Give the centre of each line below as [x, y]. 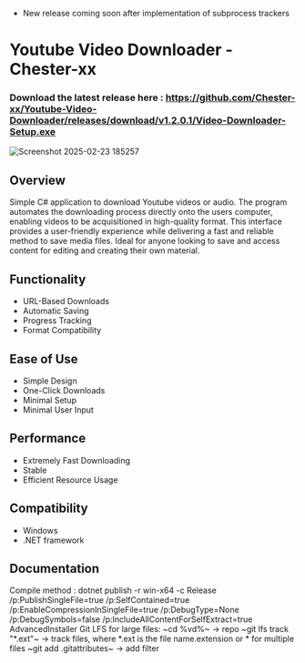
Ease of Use [44, 359]
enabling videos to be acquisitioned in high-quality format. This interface [146, 221]
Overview [38, 180]
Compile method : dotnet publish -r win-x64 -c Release [113, 590]
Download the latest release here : [86, 97]
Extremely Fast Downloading [76, 460]
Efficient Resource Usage [70, 479]
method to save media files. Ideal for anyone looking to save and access [145, 241]
